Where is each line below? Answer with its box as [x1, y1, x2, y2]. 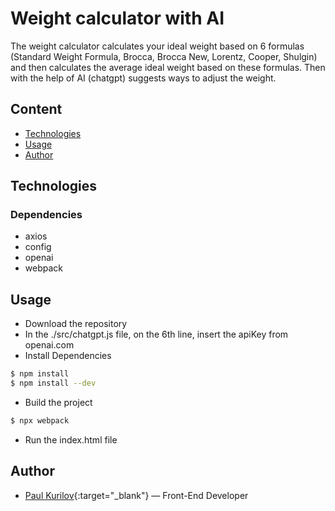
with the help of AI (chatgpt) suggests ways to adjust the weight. [10, 72, 277, 84]
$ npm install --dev [10, 378, 97, 389]
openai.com [24, 339, 75, 351]
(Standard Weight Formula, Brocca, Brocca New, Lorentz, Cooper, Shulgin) [10, 50, 318, 62]
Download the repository [24, 318, 128, 330]
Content [10, 101, 63, 118]
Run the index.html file [24, 433, 118, 446]
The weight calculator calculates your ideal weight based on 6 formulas [10, 40, 305, 52]
